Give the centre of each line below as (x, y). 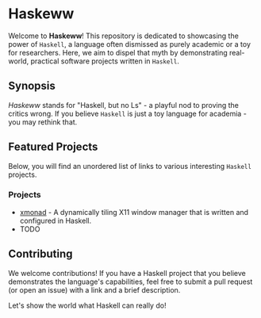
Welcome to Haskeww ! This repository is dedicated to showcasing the (124, 36)
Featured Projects (53, 147)
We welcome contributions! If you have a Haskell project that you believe (127, 273)
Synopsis (32, 86)
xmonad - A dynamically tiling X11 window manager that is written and (134, 212)
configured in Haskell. (56, 220)
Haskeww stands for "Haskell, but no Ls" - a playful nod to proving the (124, 105)
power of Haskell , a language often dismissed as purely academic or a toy (130, 44)
